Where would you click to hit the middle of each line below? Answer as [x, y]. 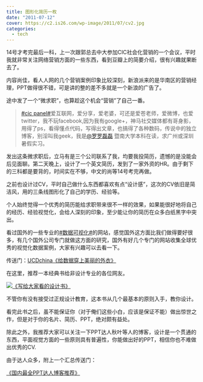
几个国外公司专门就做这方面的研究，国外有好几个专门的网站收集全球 [107, 240]
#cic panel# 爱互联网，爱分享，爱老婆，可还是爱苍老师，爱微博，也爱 [107, 113]
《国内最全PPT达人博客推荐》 [43, 373]
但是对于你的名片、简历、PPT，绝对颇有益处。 [75, 319]
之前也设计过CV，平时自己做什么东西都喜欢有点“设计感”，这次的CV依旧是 [98, 184]
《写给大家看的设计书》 [41, 286]
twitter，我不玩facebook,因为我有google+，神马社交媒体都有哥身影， [108, 121]
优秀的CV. [24, 347]
